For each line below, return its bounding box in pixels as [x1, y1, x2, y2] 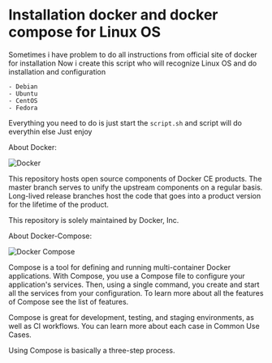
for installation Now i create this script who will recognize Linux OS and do [8, 58, 257, 68]
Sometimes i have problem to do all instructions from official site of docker [8, 49, 257, 59]
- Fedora [8, 104, 38, 112]
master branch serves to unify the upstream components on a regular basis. [8, 182, 263, 192]
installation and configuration [8, 66, 106, 76]
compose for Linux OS [8, 23, 161, 41]
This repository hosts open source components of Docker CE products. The [8, 173, 262, 183]
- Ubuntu [8, 89, 38, 98]
